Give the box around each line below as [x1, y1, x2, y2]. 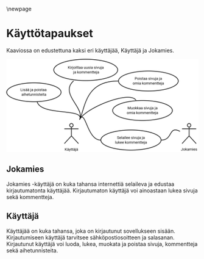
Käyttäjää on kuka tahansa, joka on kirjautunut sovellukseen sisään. [6, 227, 175, 235]
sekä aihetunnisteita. [6, 247, 58, 254]
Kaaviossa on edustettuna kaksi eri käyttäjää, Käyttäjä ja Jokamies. [6, 46, 175, 54]
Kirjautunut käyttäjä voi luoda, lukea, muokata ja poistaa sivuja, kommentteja [6, 240, 198, 247]
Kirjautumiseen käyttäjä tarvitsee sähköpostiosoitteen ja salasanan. [6, 233, 175, 241]
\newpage [6, 5, 32, 12]
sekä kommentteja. [6, 193, 54, 200]
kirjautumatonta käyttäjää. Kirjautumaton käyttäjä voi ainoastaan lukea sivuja [6, 186, 198, 194]
